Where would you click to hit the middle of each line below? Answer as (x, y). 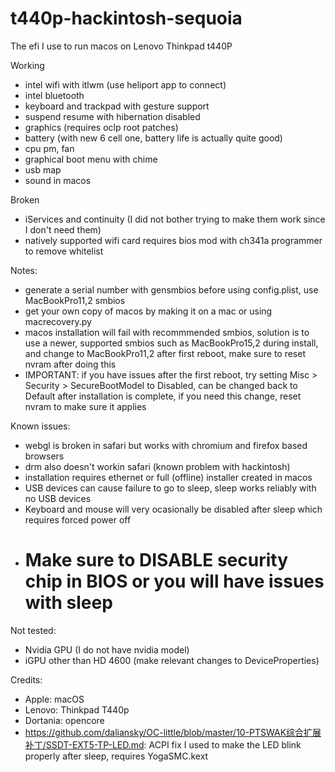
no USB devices (58, 498)
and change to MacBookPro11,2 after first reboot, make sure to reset (165, 353)
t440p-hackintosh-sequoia (126, 18)
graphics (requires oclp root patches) (101, 127)
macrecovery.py (58, 321)
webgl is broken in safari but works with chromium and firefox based (166, 445)
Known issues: (40, 426)
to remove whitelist (64, 251)
